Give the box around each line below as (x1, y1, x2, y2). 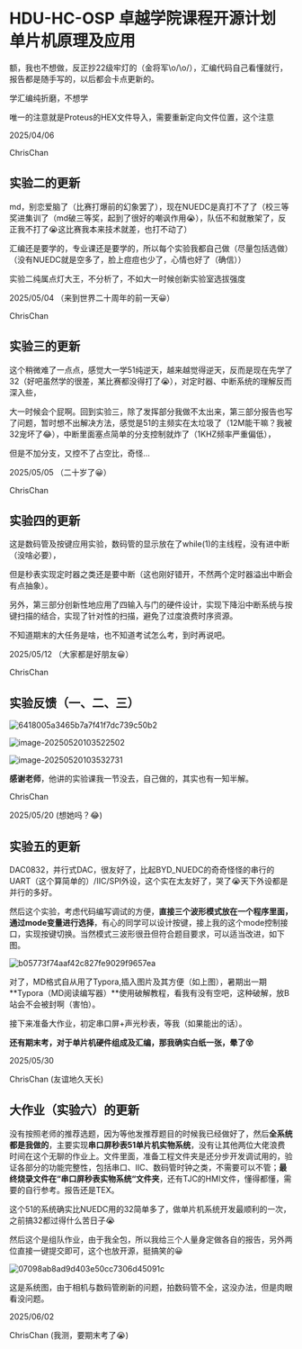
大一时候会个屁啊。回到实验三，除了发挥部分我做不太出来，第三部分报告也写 (9, 406, 293, 417)
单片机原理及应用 (9, 31, 137, 51)
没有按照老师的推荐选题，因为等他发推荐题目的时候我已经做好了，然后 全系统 (9, 1127, 293, 1139)
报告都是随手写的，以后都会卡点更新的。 (9, 73, 159, 84)
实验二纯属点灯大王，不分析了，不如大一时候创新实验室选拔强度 (9, 273, 245, 284)
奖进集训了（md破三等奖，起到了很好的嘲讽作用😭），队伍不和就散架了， (9, 213, 279, 223)
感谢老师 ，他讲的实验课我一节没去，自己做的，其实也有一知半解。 (9, 774, 253, 784)
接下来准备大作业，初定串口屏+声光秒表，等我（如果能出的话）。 (9, 1019, 247, 1028)
